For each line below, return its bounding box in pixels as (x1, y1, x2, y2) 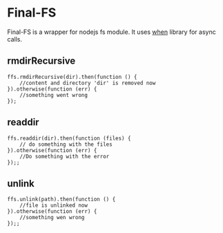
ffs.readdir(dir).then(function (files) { (7, 135, 131, 142)
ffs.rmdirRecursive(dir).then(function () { (7, 73, 137, 80)
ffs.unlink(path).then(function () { (7, 196, 116, 203)
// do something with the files (19, 140, 113, 148)
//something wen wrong (19, 214, 85, 221)
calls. (7, 35, 23, 43)
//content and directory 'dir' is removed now (19, 80, 156, 86)
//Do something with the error (19, 153, 110, 160)
